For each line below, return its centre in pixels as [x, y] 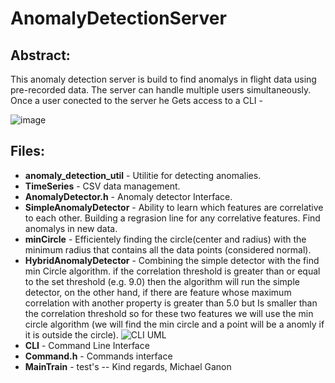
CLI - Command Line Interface [87, 345]
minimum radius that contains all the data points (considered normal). [168, 249]
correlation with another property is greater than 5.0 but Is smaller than [171, 303]
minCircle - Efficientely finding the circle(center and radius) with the [165, 239]
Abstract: [40, 55]
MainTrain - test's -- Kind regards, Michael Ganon [128, 366]
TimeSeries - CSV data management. [102, 186]
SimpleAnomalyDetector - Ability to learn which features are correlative [174, 207]
